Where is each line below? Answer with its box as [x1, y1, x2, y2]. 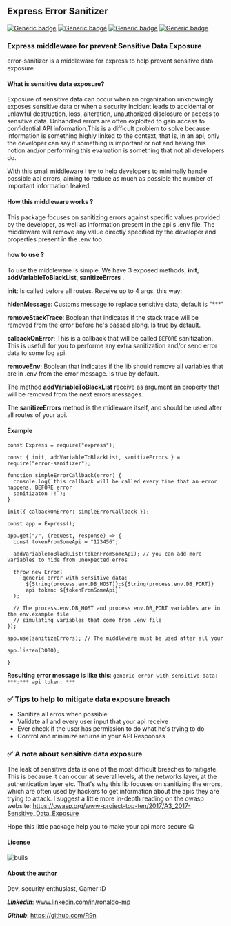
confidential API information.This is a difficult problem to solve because [7, 124, 210, 133]
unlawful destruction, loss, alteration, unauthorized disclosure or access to [7, 110, 219, 118]
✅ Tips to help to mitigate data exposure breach [7, 694, 170, 704]
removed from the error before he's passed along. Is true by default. [7, 321, 201, 329]
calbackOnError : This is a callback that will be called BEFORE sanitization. [7, 334, 214, 342]
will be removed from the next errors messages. [7, 390, 143, 399]
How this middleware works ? [7, 197, 94, 205]
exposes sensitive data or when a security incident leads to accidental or [7, 103, 214, 111]
